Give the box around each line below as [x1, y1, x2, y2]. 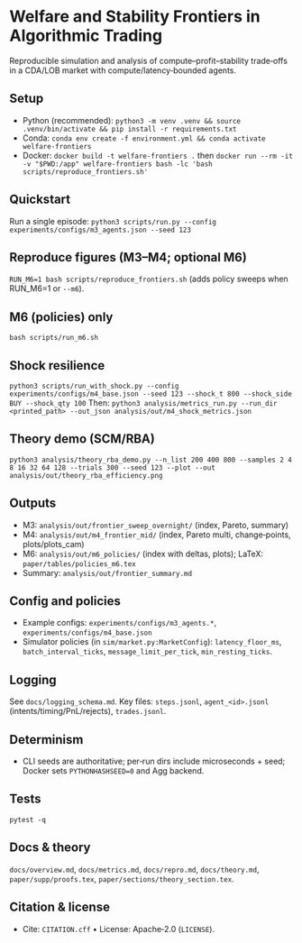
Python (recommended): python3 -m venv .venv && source [22, 114, 242, 125]
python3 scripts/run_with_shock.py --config [9, 381, 179, 390]
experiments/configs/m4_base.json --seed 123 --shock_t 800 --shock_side [9, 389, 293, 398]
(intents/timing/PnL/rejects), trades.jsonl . [9, 706, 167, 717]
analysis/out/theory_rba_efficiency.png [9, 471, 164, 480]
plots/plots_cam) [22, 538, 85, 549]
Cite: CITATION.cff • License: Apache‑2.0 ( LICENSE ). [22, 923, 215, 934]
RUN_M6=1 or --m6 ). [9, 283, 85, 294]
